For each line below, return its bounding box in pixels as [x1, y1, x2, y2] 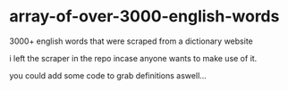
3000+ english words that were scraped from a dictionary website [9, 36, 253, 46]
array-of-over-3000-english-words [9, 6, 280, 27]
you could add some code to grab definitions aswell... [9, 70, 208, 81]
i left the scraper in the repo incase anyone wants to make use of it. [9, 53, 258, 63]
